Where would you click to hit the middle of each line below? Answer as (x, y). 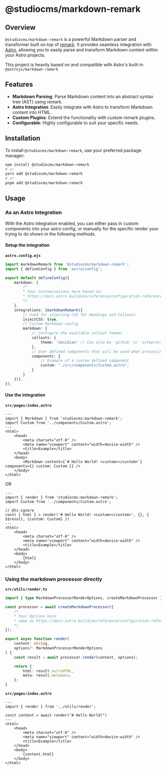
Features (19, 84)
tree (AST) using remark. (37, 102)
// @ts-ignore (20, 510)
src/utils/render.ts (26, 590)
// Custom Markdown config (51, 324)
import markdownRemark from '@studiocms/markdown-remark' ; (67, 264)
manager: (15, 155)
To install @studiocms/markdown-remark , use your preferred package (73, 150)
